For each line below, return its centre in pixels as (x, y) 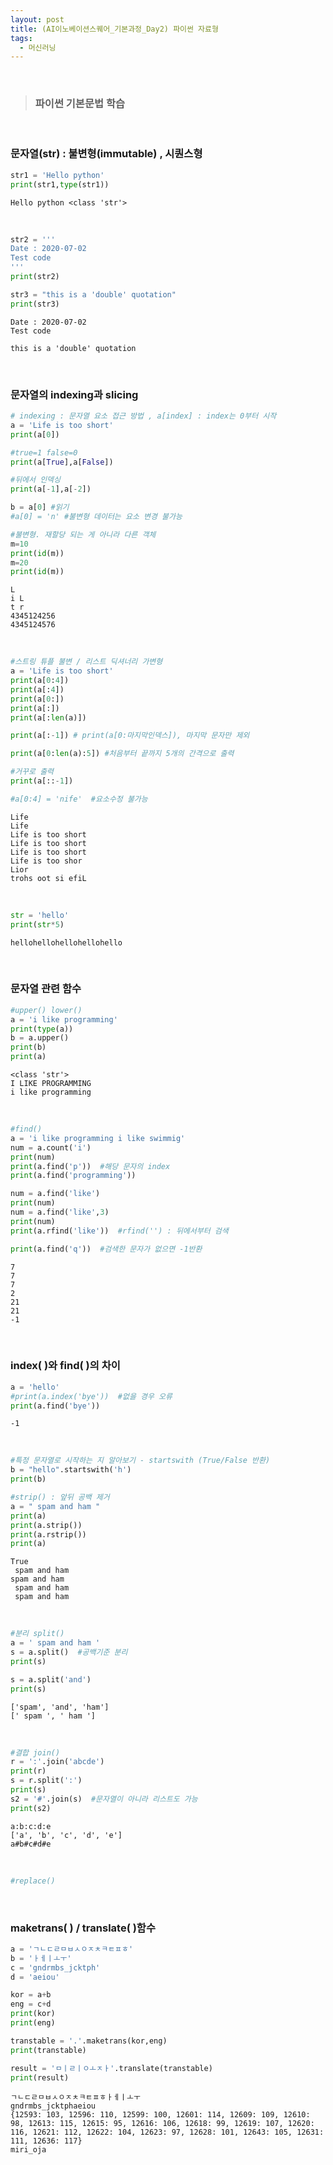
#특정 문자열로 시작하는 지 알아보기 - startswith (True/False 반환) (140, 1461)
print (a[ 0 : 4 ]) (40, 681)
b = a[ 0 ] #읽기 (40, 507)
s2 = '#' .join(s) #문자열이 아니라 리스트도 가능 (104, 1799)
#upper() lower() (46, 1010)
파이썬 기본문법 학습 (80, 104)
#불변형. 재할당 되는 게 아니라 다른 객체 (83, 534)
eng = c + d (31, 2004)
